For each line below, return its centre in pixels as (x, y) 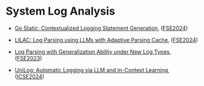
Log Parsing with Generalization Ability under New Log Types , (93, 52)
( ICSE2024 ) (29, 76)
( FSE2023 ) (28, 58)
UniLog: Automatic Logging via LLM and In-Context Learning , (92, 70)
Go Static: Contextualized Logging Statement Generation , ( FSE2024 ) (101, 28)
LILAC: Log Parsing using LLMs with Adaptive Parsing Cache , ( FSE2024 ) (106, 40)
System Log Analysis (61, 11)
